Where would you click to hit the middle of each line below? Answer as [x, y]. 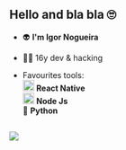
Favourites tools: [53, 75]
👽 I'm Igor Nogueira [60, 37]
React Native [60, 88]
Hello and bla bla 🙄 [63, 15]
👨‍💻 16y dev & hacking [63, 57]
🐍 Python [40, 110]
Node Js [52, 101]
